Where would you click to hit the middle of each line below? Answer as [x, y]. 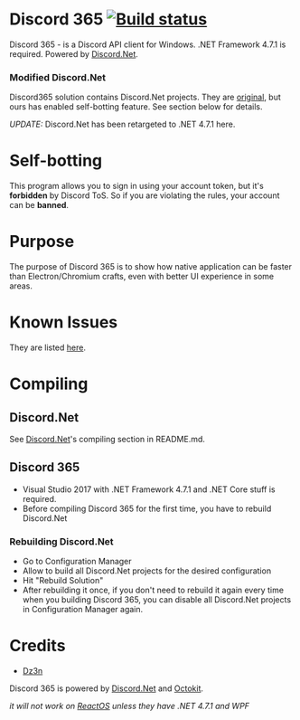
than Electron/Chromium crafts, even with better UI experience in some [142, 277]
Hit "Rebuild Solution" [63, 581]
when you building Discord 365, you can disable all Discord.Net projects [157, 600]
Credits [37, 646]
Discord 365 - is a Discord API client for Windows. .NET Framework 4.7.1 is [148, 44]
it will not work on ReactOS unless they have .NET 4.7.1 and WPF [130, 706]
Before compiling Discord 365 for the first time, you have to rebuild [147, 508]
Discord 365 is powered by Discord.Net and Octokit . [107, 688]
